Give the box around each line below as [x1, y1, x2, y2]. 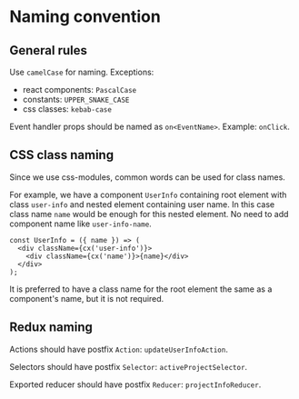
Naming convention [9, 6, 161, 27]
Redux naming [9, 320, 93, 335]
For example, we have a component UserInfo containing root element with [9, 189, 287, 200]
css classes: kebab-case [22, 104, 112, 115]
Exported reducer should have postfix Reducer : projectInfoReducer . [9, 379, 262, 390]
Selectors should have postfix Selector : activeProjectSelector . [9, 361, 248, 372]
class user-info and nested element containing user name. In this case [9, 198, 275, 210]
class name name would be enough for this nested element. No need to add [9, 208, 289, 219]
